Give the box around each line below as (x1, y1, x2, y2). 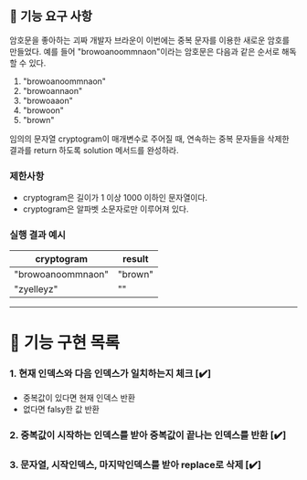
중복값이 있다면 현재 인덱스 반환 (22, 391, 135, 403)
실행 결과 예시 (9, 229, 67, 242)
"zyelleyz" (14, 283, 58, 296)
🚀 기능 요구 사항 (9, 8, 93, 25)
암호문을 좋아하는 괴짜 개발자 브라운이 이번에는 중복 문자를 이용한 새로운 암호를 (9, 35, 291, 46)
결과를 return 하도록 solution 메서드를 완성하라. (9, 144, 179, 155)
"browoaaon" (22, 95, 73, 106)
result (122, 253, 149, 266)
